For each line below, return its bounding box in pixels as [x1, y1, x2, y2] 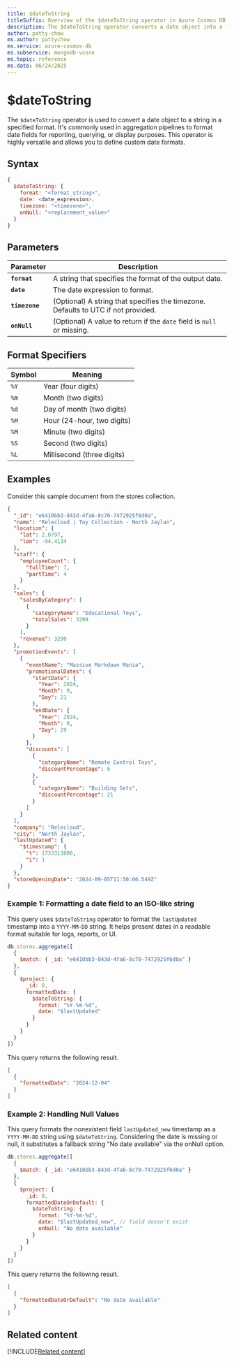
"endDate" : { [32, 707, 70, 713]
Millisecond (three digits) [42, 450, 125, 459]
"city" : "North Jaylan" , [13, 830, 86, 837]
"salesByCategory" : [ [19, 597, 82, 604]
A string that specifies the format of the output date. [52, 274, 223, 284]
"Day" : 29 [38, 726, 68, 734]
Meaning [72, 370, 102, 379]
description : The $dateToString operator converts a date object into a [7, 23, 223, 30]
